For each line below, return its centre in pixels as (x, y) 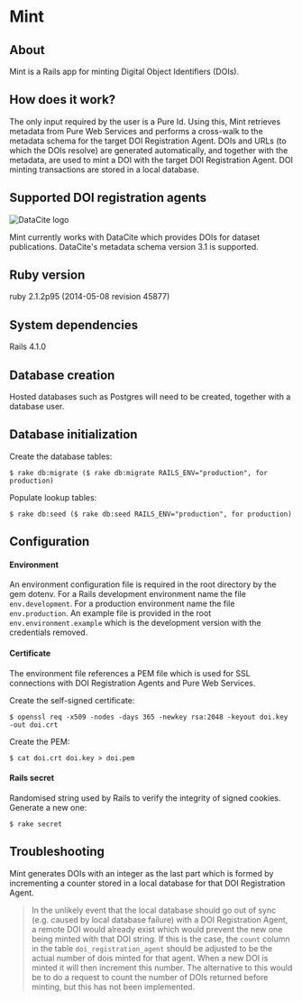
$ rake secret (36, 824)
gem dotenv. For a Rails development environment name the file (128, 594)
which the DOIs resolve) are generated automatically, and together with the (149, 150)
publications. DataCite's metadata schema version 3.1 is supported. (134, 246)
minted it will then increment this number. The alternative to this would (162, 968)
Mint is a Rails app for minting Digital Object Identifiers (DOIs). (124, 71)
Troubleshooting (57, 852)
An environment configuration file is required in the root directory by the (143, 584)
